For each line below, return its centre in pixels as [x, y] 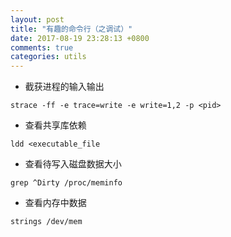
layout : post [37, 19]
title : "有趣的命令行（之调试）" [71, 29]
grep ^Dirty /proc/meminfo [66, 183]
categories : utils [48, 57]
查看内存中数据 [55, 203]
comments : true [42, 47]
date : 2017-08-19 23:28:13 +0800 [80, 38]
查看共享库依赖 [55, 125]
